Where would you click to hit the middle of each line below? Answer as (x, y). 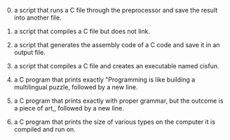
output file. (29, 52)
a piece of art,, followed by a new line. (69, 108)
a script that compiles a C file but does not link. (82, 31)
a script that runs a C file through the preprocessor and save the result (116, 10)
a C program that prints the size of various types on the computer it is (115, 122)
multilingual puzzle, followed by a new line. (76, 87)
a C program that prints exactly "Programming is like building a (104, 79)
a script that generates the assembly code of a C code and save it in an (117, 45)
